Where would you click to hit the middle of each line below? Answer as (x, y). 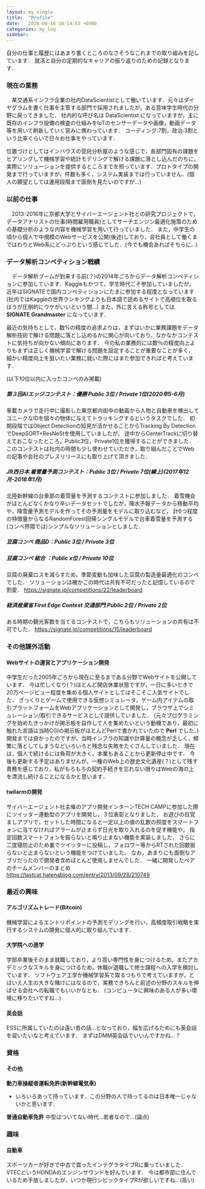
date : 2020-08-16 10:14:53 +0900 (52, 23)
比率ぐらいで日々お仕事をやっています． (68, 138)
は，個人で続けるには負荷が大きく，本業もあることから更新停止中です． (97, 754)
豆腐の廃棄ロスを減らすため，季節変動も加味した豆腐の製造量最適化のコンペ (103, 575)
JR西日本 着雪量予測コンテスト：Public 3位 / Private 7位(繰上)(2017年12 (98, 471)
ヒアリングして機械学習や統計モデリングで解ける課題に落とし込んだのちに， (102, 159)
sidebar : (17, 35)
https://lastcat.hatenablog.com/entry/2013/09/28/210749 (78, 874)
